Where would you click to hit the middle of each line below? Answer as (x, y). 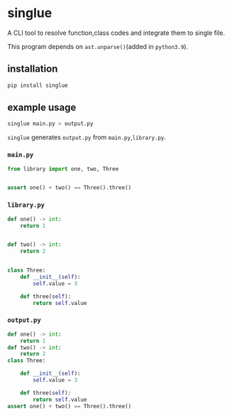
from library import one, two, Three (63, 169)
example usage (42, 108)
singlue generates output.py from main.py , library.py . (87, 137)
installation (33, 69)
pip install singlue (38, 85)
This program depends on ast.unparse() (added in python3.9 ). (98, 46)
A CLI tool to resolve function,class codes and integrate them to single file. (116, 33)
